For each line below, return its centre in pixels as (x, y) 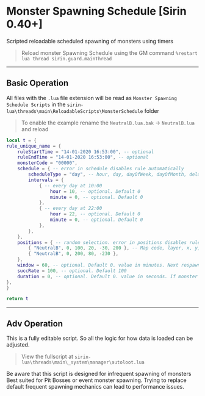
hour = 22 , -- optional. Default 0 (95, 214)
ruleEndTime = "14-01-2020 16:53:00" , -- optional (83, 157)
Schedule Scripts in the (36, 104)
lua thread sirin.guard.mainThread (67, 59)
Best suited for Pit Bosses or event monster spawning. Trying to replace (97, 380)
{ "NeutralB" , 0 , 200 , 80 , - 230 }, (74, 254)
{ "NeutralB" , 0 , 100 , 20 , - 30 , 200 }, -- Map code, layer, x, (110, 248)
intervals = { (46, 180)
